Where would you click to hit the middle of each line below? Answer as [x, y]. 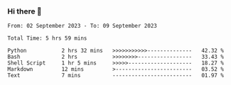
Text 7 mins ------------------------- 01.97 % [116, 76]
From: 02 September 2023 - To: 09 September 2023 [82, 26]
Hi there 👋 [25, 11]
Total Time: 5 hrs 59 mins [47, 38]
